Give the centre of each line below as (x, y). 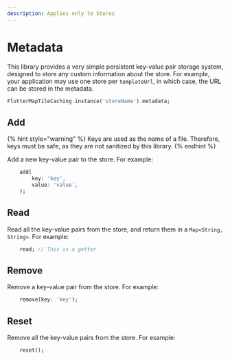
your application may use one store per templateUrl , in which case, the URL (114, 81)
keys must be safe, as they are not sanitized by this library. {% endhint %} (112, 146)
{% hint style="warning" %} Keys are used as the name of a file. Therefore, (114, 139)
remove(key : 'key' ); (49, 300)
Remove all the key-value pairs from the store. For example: (91, 337)
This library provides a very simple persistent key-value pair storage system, (115, 67)
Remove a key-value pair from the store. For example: (83, 287)
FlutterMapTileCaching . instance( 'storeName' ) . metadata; (89, 101)
